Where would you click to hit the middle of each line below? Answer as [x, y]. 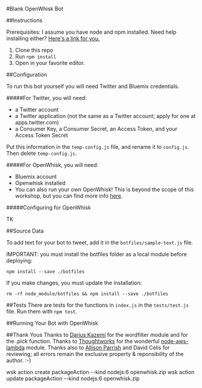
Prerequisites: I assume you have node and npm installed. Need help [91, 32]
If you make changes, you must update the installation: [74, 283]
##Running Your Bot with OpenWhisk [52, 323]
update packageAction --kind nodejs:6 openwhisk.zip [73, 378]
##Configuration [27, 74]
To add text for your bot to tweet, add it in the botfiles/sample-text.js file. [100, 242]
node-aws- [175, 341]
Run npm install [36, 56]
